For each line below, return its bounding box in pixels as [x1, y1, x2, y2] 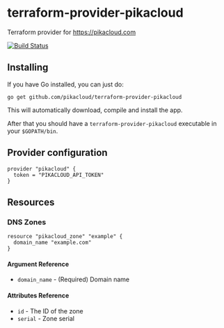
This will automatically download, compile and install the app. [7, 106, 183, 114]
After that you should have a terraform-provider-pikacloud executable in [7, 119, 217, 127]
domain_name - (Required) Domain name [17, 275, 130, 283]
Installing [7, 61, 49, 74]
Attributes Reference [7, 291, 70, 300]
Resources [7, 196, 55, 208]
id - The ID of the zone [17, 306, 83, 315]
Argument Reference [7, 260, 70, 268]
